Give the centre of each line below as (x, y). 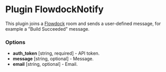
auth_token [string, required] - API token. (56, 53)
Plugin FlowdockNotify (54, 9)
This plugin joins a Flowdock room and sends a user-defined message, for (83, 23)
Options (15, 42)
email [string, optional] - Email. (45, 64)
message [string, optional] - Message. (53, 59)
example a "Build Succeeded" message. (47, 29)
